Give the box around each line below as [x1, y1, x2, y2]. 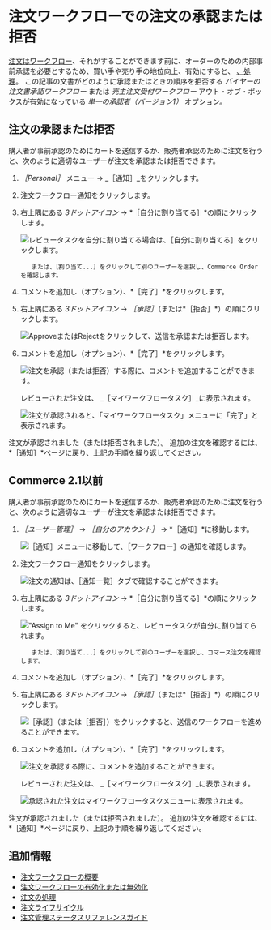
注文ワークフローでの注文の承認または [8, 7, 263, 26]
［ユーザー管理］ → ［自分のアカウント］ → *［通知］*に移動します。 [19, 524, 254, 534]
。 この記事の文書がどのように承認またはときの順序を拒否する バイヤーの [15, 76, 260, 86]
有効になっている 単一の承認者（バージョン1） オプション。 [29, 96, 227, 106]
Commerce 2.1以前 [8, 474, 104, 487]
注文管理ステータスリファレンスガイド [19, 913, 148, 923]
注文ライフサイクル [19, 902, 85, 912]
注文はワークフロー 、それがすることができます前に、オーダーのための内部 [8, 56, 256, 66]
